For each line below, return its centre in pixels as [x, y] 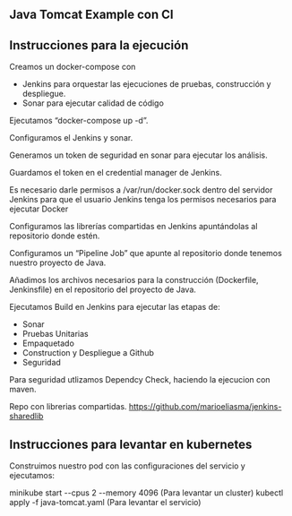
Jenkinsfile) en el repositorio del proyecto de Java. [103, 289]
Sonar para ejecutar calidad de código [93, 103]
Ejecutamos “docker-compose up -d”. [79, 121]
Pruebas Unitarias [55, 334]
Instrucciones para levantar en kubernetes [131, 444]
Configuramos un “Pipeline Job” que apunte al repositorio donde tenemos [146, 254]
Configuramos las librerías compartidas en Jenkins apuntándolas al [133, 227]
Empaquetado [48, 343]
